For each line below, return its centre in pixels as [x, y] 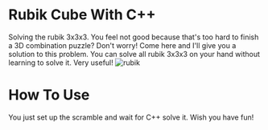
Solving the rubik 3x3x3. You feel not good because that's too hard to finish [134, 37]
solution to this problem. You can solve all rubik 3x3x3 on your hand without [134, 54]
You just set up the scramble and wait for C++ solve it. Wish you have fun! [131, 117]
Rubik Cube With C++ [82, 15]
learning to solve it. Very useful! [61, 63]
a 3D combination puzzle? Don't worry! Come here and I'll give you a [122, 45]
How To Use [49, 95]
